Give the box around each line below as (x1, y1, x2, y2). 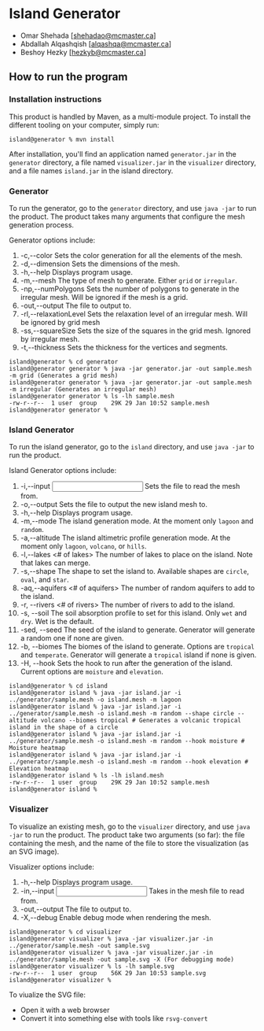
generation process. (9, 220, 74, 229)
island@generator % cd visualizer (9, 928, 123, 936)
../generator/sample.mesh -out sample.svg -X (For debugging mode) (9, 955, 235, 963)
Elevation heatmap (9, 765, 69, 773)
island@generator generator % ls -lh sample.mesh (9, 392, 175, 400)
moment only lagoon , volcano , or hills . (20, 541, 148, 551)
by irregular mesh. (20, 334, 80, 343)
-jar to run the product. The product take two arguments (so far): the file (9, 830, 245, 839)
